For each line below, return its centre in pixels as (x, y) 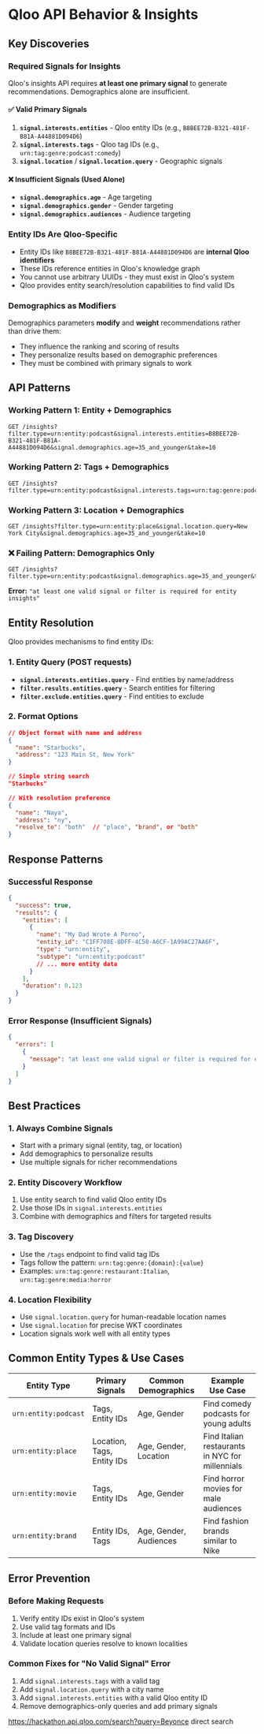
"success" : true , (44, 905)
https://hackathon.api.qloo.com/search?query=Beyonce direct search (121, 1721)
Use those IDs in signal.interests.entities (91, 1208)
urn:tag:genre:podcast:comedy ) (70, 153)
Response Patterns (56, 859)
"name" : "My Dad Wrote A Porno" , (91, 935)
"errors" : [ (35, 1045)
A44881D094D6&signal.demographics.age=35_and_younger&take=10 (112, 447)
